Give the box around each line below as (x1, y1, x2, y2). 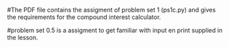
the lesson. (7, 33, 38, 42)
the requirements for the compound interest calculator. (7, 13, 161, 21)
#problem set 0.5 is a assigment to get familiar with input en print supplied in (7, 27, 223, 34)
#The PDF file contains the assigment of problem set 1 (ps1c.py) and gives (7, 6, 216, 14)
